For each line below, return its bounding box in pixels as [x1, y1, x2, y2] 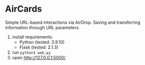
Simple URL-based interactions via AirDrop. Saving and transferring [5, 19, 141, 25]
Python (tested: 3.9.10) [19, 39, 65, 45]
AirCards [5, 3, 42, 15]
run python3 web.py [12, 49, 51, 55]
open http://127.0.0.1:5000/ [12, 54, 66, 60]
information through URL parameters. [5, 24, 80, 30]
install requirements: [12, 34, 54, 40]
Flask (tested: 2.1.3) [19, 44, 58, 50]
